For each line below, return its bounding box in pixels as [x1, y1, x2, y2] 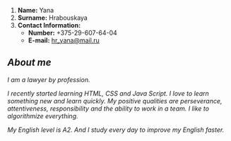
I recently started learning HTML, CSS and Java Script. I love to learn [7, 89, 210, 98]
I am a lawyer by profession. [7, 75, 90, 84]
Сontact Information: [17, 21, 81, 29]
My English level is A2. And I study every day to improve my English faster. [7, 125, 225, 134]
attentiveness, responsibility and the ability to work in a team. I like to [7, 104, 210, 113]
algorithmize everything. [7, 111, 79, 120]
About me [7, 57, 52, 69]
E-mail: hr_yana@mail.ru [28, 36, 100, 45]
